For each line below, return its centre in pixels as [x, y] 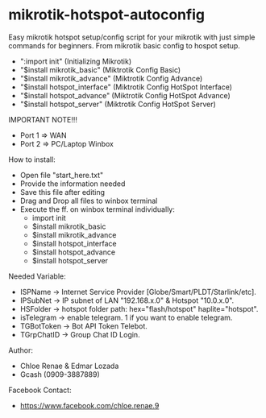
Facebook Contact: [40, 390]
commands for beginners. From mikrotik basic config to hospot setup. [124, 45]
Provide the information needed [73, 184]
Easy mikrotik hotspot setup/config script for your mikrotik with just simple [132, 37]
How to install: [32, 159]
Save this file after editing [62, 192]
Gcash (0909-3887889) [60, 374]
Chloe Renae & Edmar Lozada [69, 366]
